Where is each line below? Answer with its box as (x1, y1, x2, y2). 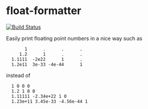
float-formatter (6, 4, 82, 18)
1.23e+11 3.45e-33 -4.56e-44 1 (11, 98, 88, 104)
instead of (6, 71, 31, 79)
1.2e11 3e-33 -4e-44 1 (11, 62, 83, 67)
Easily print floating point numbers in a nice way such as (6, 35, 143, 42)
